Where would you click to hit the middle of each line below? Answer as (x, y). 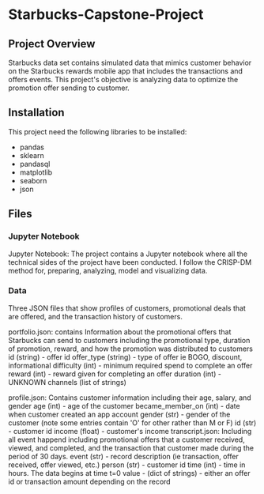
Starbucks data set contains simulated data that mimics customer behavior (130, 62)
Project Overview (52, 44)
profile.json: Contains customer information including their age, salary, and (130, 398)
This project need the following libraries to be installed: (98, 131)
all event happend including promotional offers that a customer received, (126, 439)
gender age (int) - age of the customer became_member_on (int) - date (124, 405)
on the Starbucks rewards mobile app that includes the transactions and (126, 71)
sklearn (32, 155)
